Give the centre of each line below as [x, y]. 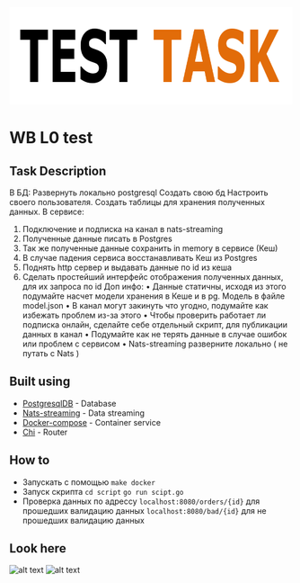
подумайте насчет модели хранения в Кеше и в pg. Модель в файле [154, 296]
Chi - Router [45, 432]
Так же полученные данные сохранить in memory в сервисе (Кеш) [150, 248]
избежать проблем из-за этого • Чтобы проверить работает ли [144, 315]
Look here [38, 548]
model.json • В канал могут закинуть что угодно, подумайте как [145, 305]
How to [30, 460]
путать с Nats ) [50, 353]
